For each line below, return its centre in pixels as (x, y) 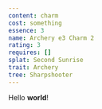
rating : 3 (25, 45)
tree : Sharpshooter (41, 75)
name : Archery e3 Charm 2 (51, 38)
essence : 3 (26, 30)
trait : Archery (33, 68)
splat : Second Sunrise (46, 60)
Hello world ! (29, 97)
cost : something (35, 23)
